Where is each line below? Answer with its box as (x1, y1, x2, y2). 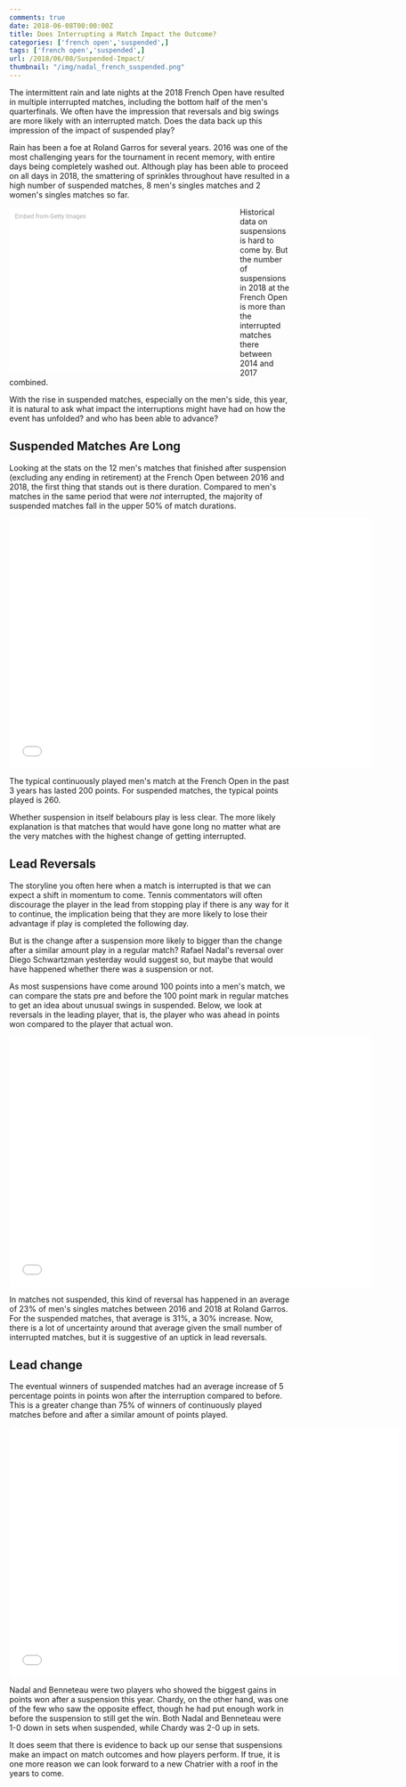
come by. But (240, 244, 288, 255)
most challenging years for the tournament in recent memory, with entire (9, 151, 276, 162)
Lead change (9, 1357, 83, 1372)
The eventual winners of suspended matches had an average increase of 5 (9, 1381, 284, 1392)
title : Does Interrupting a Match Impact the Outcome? (9, 29, 217, 38)
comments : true (9, 12, 66, 22)
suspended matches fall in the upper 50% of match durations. (9, 500, 237, 511)
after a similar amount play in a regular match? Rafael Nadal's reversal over (9, 944, 284, 955)
